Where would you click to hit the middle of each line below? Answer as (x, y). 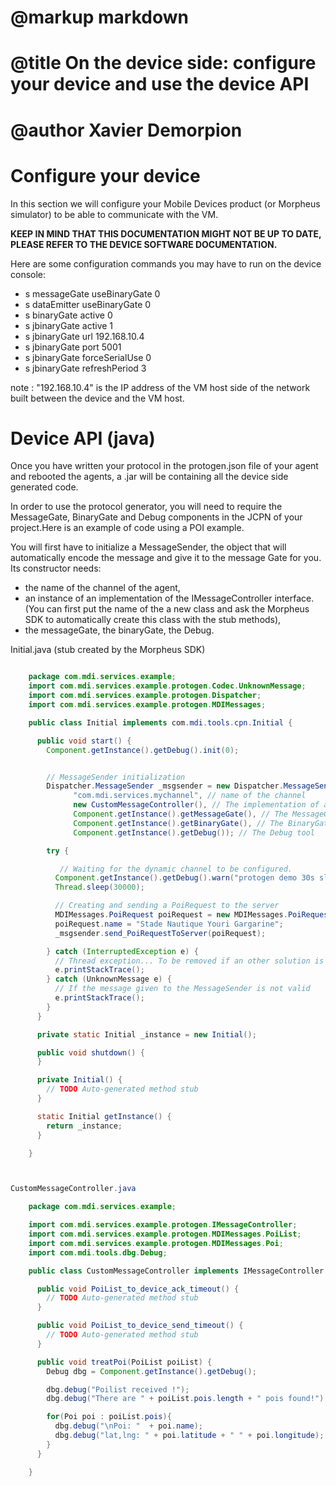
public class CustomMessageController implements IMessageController (176, 1271)
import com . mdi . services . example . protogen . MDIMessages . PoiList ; (165, 1234)
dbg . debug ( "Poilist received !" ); (118, 1389)
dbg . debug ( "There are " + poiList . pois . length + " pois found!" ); (187, 1399)
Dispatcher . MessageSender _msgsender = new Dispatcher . (165, 786)
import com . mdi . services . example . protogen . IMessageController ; (163, 1225)
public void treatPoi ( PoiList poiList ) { (124, 1362)
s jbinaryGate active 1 (69, 325)
